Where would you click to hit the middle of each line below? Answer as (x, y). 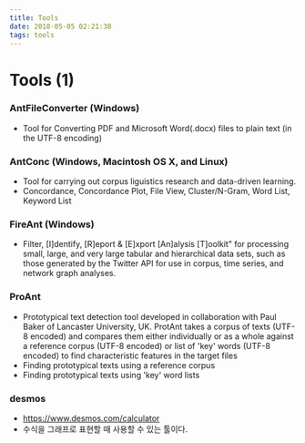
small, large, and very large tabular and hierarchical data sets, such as (154, 254)
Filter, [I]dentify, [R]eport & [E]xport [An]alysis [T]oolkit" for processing (156, 244)
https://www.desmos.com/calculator (91, 418)
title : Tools (34, 18)
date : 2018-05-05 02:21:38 (61, 26)
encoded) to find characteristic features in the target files (130, 355)
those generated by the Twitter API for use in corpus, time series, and (153, 263)
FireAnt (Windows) (52, 224)
